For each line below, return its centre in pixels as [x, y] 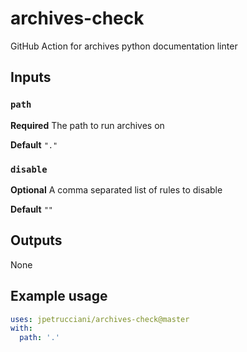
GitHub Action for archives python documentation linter [124, 46]
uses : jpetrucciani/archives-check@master [100, 319]
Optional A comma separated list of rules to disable [116, 189]
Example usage [59, 296]
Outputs [36, 240]
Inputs [31, 77]
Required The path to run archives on [87, 125]
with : [21, 328]
